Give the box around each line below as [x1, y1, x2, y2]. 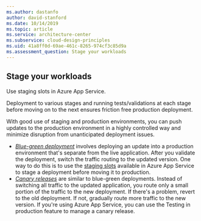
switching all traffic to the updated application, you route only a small [15, 181, 189, 189]
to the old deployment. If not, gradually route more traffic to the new [15, 194, 186, 201]
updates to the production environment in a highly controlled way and [6, 124, 181, 131]
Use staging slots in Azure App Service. [6, 87, 106, 95]
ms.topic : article [6, 26, 53, 32]
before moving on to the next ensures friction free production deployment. [6, 106, 193, 113]
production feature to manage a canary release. [15, 207, 135, 214]
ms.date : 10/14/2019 [6, 20, 59, 26]
